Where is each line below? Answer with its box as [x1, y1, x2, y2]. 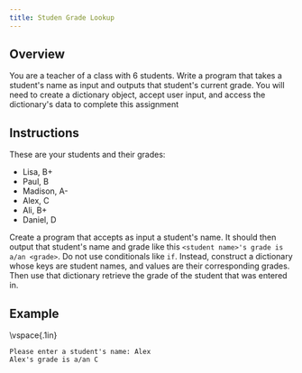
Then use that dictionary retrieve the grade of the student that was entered [9, 270, 288, 281]
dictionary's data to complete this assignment [9, 99, 179, 110]
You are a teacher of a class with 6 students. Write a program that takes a [9, 70, 282, 81]
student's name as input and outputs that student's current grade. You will [9, 80, 286, 91]
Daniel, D [22, 214, 57, 225]
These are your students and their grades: [9, 150, 166, 160]
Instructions [9, 125, 79, 141]
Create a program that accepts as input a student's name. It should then [9, 232, 277, 243]
